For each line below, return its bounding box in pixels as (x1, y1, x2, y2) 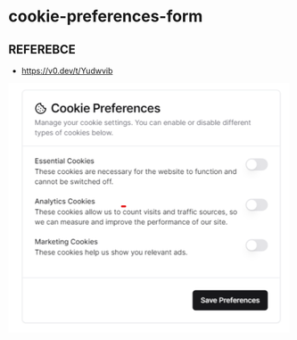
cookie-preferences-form (8, 6, 203, 27)
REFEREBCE (8, 42, 77, 57)
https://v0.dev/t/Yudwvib (21, 65, 113, 76)
